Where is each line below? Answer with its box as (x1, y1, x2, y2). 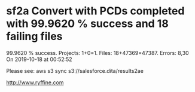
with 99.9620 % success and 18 (6, 17, 169, 30)
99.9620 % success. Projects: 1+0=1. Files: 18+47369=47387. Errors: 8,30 (6, 49, 190, 56)
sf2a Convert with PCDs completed (6, 4, 185, 18)
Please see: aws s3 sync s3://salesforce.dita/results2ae (6, 67, 144, 74)
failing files (6, 30, 63, 43)
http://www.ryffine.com (6, 79, 64, 86)
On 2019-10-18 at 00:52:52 (6, 56, 73, 63)
